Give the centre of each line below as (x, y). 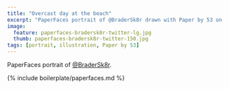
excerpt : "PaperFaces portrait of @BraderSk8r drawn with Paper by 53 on (115, 20)
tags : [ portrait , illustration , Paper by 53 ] (73, 45)
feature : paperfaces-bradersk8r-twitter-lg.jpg (83, 33)
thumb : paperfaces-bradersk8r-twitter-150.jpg (81, 39)
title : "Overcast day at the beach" (59, 13)
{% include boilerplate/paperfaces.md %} (66, 78)
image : (16, 26)
